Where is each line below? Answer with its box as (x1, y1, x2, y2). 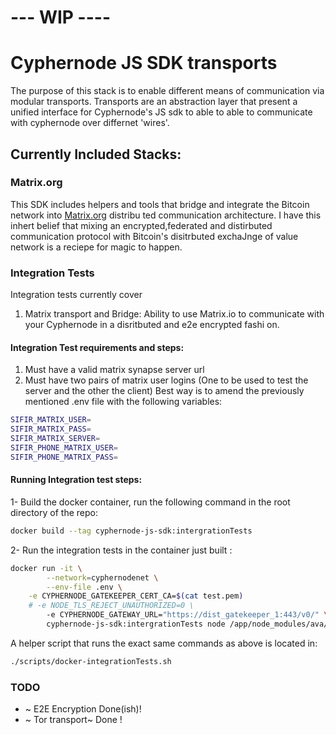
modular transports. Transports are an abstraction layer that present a (10, 96, 298, 108)
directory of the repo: (10, 506, 98, 518)
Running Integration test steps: (10, 474, 143, 486)
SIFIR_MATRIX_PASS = (10, 424, 92, 435)
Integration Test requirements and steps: (10, 341, 185, 353)
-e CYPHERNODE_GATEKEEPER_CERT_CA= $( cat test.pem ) (28, 591, 244, 601)
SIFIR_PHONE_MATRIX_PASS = (10, 452, 118, 462)
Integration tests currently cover (10, 289, 143, 301)
